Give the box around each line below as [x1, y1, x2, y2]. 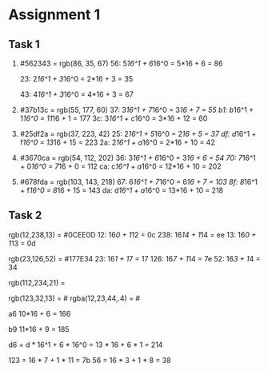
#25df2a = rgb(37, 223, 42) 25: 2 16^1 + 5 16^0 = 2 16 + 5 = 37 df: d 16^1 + [19, 130, 257, 138]
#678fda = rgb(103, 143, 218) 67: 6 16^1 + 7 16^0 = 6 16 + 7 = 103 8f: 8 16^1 [19, 178, 258, 186]
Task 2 [8, 209, 42, 222]
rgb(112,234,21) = [8, 277, 66, 287]
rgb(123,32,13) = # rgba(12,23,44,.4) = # [8, 293, 141, 303]
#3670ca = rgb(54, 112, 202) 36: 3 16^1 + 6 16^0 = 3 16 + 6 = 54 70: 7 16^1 [19, 154, 256, 162]
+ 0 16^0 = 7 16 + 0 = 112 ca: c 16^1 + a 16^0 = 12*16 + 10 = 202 [19, 162, 222, 171]
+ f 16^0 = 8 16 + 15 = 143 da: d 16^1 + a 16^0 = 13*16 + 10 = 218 [19, 185, 224, 195]
